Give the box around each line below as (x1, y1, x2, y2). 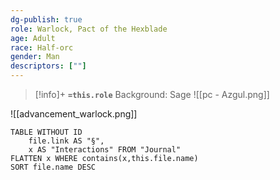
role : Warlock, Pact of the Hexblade (10, 24, 168, 34)
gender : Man (10, 52, 60, 62)
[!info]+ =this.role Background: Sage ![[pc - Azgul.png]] (34, 89, 270, 100)
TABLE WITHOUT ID (10, 127, 83, 137)
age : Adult (10, 33, 56, 43)
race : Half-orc (10, 42, 74, 53)
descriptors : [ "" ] (10, 61, 87, 71)
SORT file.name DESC (10, 162, 97, 172)
